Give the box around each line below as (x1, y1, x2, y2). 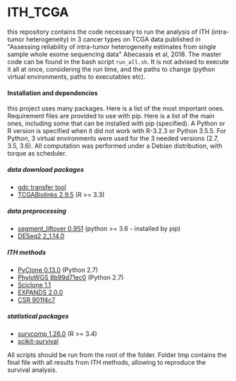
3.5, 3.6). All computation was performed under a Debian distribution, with (7, 142, 223, 150)
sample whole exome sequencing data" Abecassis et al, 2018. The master (7, 50, 222, 58)
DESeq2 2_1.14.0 (17, 232, 65, 240)
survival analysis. (7, 366, 58, 374)
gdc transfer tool (17, 183, 67, 192)
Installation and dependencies (7, 89, 99, 97)
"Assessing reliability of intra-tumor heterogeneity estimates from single (7, 42, 216, 51)
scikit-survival (17, 337, 58, 346)
